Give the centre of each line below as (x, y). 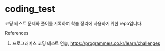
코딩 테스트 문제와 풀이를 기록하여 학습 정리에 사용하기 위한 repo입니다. (74, 23)
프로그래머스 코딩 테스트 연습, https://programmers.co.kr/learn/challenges (86, 43)
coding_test (30, 9)
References (17, 33)
